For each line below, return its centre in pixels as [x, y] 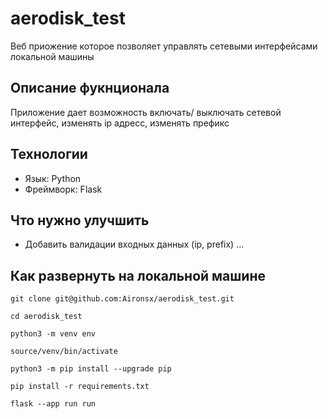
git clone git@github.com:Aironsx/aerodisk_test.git [122, 299]
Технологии [49, 154]
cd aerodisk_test [46, 317]
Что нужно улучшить [80, 220]
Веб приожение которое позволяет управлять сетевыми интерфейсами [164, 46]
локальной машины [52, 56]
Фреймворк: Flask [63, 189]
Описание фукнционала [90, 88]
